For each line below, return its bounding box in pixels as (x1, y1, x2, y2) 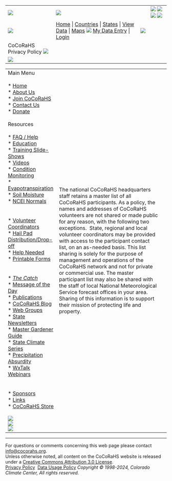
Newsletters (8, 319, 37, 326)
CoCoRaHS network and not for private (58, 263, 153, 270)
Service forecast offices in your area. (58, 289, 148, 295)
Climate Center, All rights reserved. (5, 470, 79, 476)
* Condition (8, 166, 36, 172)
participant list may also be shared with (58, 276, 154, 283)
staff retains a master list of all (58, 192, 132, 199)
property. (58, 308, 82, 315)
